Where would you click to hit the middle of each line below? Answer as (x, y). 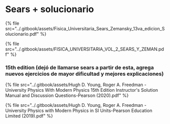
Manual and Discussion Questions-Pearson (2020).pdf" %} (67, 96)
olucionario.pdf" (22, 34)
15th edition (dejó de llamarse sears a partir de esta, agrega (80, 68)
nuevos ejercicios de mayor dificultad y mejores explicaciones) (84, 74)
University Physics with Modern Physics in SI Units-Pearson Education (79, 111)
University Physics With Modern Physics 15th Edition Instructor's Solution (82, 90)
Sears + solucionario (50, 9)
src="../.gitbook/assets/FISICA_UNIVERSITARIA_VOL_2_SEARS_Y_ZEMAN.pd (85, 49)
